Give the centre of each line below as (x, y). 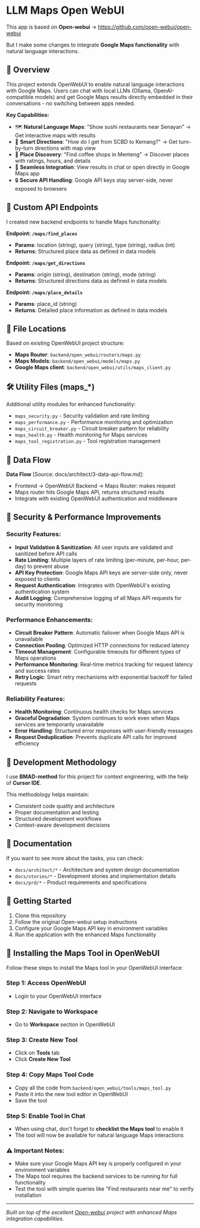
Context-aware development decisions (62, 825)
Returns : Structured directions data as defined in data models (91, 280)
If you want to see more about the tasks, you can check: (75, 858)
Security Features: (34, 534)
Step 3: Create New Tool (42, 1040)
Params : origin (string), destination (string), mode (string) (85, 274)
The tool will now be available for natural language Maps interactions (99, 1135)
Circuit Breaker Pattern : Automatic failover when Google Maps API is (100, 632)
